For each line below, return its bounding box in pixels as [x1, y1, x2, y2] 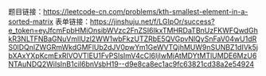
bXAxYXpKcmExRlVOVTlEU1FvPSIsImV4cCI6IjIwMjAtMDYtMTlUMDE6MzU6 [8, 51, 257, 60]
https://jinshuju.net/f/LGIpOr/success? [89, 17, 215, 26]
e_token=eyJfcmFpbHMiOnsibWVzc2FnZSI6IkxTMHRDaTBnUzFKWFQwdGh [8, 26, 259, 35]
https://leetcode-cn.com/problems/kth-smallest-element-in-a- [43, 7, 248, 16]
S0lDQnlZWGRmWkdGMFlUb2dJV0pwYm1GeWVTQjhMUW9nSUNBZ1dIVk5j [8, 43, 259, 51]
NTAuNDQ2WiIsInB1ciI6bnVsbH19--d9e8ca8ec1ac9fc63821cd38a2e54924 [8, 59, 255, 69]
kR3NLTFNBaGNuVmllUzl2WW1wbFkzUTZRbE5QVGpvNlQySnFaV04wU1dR [8, 34, 257, 44]
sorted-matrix [8, 17, 54, 26]
